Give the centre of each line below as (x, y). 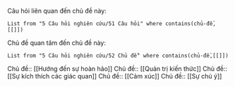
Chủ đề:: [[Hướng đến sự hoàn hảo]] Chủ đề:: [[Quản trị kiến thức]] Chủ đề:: (117, 69)
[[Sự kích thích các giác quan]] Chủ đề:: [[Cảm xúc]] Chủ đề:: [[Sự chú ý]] (115, 76)
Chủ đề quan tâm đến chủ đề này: (56, 43)
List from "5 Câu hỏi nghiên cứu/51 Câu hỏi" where (85, 24)
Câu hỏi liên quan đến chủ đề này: (57, 11)
